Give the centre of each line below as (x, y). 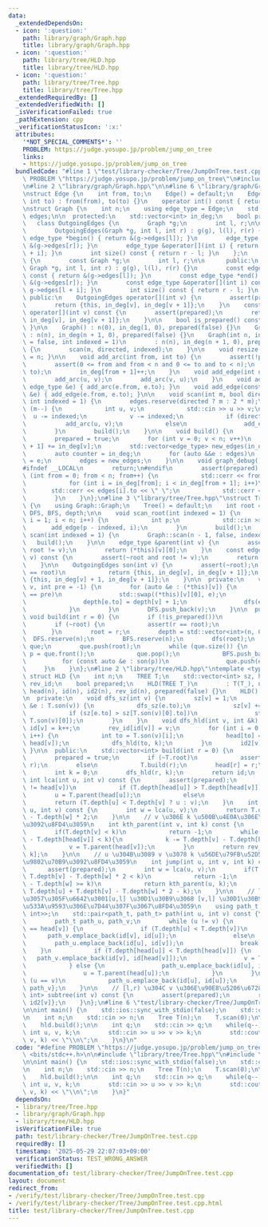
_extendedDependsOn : (49, 23)
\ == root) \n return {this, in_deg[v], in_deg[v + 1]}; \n (141, 572)
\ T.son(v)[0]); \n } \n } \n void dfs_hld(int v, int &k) (141, 721)
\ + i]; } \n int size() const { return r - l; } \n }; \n (135, 253)
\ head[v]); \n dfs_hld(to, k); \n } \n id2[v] (142, 743)
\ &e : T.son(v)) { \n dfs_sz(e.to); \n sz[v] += (142, 706)
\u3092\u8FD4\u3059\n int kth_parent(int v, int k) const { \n (134, 825)
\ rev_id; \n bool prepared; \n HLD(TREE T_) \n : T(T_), (139, 683)
